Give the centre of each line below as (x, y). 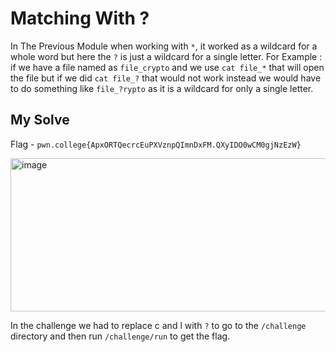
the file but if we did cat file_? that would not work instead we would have (166, 78)
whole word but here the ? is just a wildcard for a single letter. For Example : (166, 56)
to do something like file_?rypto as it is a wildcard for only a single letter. (162, 88)
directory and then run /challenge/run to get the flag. (120, 336)
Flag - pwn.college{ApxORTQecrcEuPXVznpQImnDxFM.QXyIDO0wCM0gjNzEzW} (156, 144)
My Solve (40, 120)
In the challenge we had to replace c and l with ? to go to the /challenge (158, 325)
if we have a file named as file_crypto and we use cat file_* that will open (167, 67)
